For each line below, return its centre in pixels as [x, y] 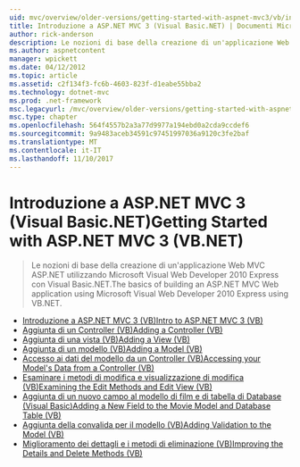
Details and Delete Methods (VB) [82, 454]
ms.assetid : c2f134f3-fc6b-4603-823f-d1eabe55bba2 [105, 84]
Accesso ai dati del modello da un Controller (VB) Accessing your [142, 359]
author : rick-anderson [51, 34]
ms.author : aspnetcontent [57, 51]
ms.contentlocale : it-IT [55, 150]
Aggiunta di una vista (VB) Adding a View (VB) [106, 339]
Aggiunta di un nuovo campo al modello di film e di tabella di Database [152, 396]
